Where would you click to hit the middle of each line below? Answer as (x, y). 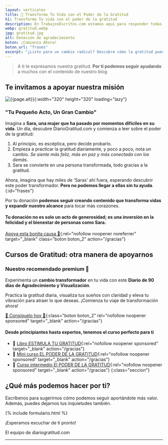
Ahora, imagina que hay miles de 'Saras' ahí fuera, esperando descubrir (79, 180)
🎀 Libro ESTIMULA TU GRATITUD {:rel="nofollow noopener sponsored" (85, 343)
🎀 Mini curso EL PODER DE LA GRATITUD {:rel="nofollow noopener (81, 354)
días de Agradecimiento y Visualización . (48, 285)
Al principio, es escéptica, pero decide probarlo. (62, 143)
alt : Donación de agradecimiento (40, 38)
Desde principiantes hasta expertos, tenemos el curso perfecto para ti (79, 332)
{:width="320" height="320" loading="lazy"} (81, 99)
